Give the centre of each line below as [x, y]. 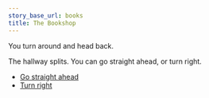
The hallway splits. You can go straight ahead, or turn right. [105, 61]
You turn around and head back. [61, 45]
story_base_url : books [46, 16]
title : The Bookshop [43, 23]
